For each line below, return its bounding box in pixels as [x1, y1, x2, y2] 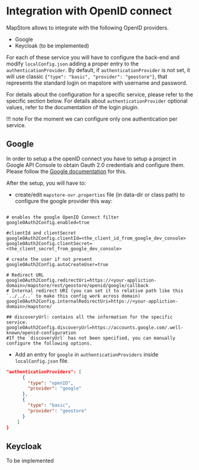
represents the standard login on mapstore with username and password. [6, 79, 188, 86]
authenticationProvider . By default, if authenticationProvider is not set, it [6, 66, 191, 73]
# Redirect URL [6, 272, 44, 278]
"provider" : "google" [28, 385, 82, 391]
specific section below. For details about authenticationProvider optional [6, 97, 188, 104]
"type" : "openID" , [28, 380, 74, 386]
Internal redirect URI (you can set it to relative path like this [11, 288, 184, 294]
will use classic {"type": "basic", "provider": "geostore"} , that [6, 73, 168, 80]
